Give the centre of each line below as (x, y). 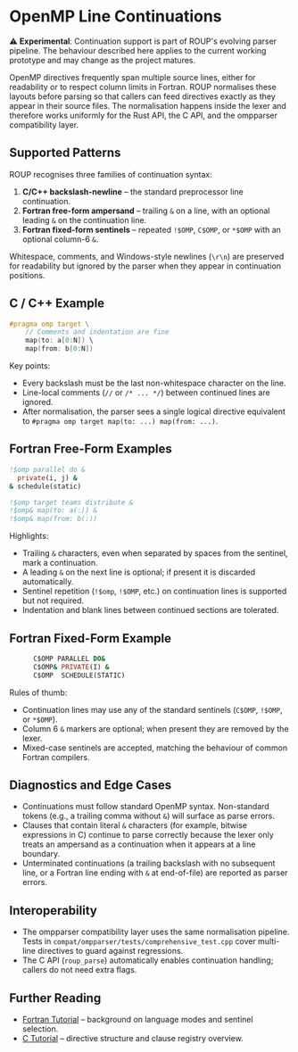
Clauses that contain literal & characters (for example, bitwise (135, 825)
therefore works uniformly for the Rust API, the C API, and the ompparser (144, 115)
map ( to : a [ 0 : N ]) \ (59, 341)
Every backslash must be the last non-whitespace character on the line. (154, 383)
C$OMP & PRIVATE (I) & (71, 667)
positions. (27, 275)
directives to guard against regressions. (110, 951)
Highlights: (29, 536)
